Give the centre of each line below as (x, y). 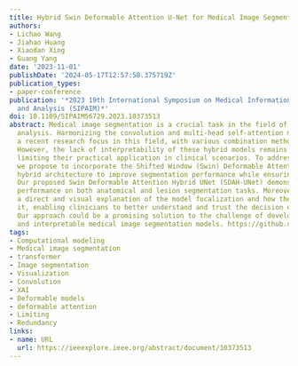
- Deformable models (47, 298)
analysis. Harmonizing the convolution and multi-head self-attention (150, 133)
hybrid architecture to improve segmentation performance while (138, 174)
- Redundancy (33, 323)
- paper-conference (45, 91)
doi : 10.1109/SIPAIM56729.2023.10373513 (85, 116)
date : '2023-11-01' (45, 68)
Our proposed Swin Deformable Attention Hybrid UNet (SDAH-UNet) (141, 183)
